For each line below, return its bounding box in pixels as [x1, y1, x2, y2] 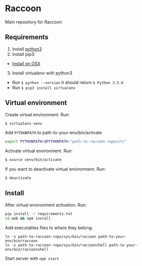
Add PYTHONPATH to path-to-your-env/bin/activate [5, 130, 102, 136]
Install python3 [12, 46, 42, 52]
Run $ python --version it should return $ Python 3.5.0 [12, 79, 124, 85]
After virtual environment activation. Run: [5, 202, 87, 208]
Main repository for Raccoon [5, 19, 62, 25]
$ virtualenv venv [5, 121, 42, 126]
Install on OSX [12, 60, 41, 66]
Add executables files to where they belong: [5, 225, 93, 231]
